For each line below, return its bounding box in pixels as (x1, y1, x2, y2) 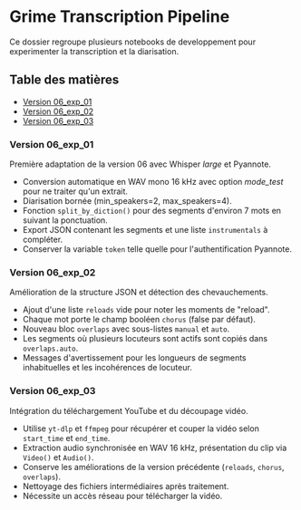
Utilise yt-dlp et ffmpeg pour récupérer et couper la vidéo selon (22, 423, 260, 434)
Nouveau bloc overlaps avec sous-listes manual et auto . (22, 323, 230, 334)
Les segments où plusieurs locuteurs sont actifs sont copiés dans (22, 333, 268, 344)
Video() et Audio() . (22, 451, 94, 463)
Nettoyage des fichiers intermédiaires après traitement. (22, 480, 229, 491)
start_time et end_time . (22, 432, 111, 443)
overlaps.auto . (22, 342, 79, 354)
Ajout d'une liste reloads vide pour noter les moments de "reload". (22, 304, 270, 315)
